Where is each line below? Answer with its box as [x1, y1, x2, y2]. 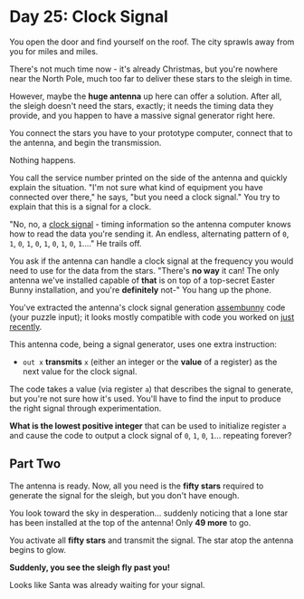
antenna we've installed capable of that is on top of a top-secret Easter [9, 275, 276, 285]
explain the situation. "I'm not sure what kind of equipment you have [9, 181, 264, 192]
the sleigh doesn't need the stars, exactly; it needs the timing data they [9, 100, 274, 111]
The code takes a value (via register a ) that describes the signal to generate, [9, 383, 294, 394]
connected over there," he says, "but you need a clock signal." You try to [9, 191, 280, 202]
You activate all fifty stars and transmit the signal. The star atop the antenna [9, 535, 294, 546]
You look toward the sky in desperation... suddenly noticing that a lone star [9, 507, 289, 518]
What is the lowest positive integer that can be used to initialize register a [9, 420, 287, 431]
